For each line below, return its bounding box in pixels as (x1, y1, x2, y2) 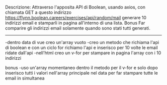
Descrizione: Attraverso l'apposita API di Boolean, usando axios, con (5, 4, 146, 10)
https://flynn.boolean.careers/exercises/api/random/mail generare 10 (5, 15, 147, 20)
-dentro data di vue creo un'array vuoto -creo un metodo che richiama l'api (5, 40, 159, 45)
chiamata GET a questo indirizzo (5, 9, 72, 15)
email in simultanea (5, 75, 45, 81)
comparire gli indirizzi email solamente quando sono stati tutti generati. (5, 25, 151, 31)
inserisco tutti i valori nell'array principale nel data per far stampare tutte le (5, 70, 158, 76)
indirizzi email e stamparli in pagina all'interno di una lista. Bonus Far (5, 20, 146, 26)
